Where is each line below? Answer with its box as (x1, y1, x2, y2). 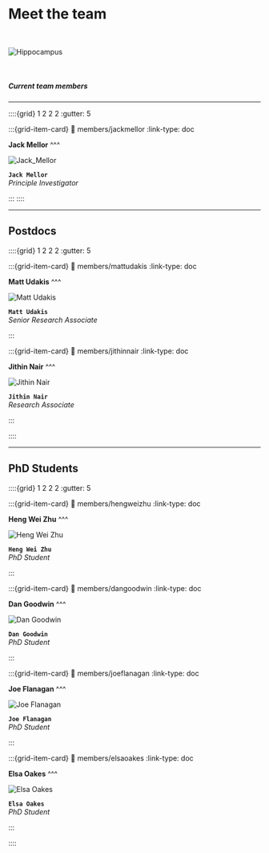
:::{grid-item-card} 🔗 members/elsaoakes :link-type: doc (8, 753, 194, 763)
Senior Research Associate (8, 315, 98, 324)
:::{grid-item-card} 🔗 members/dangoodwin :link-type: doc (8, 583, 202, 593)
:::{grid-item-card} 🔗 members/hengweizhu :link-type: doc (8, 499, 202, 508)
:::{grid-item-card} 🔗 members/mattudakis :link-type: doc (8, 261, 198, 271)
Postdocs (8, 224, 57, 238)
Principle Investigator (8, 178, 78, 187)
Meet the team (8, 5, 107, 23)
